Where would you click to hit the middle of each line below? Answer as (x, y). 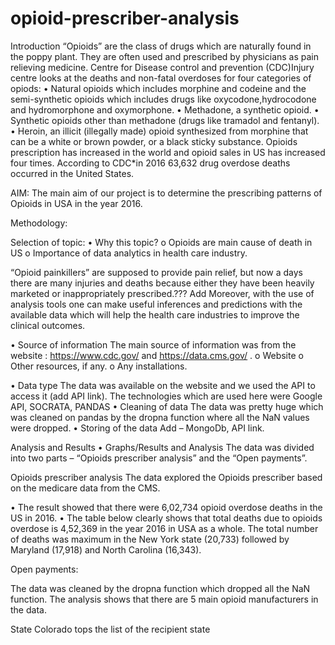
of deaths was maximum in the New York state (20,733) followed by (150, 539)
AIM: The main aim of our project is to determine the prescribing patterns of (166, 193)
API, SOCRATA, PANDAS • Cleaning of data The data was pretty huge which (167, 406)
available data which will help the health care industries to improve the (155, 314)
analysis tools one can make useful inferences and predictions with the (156, 304)
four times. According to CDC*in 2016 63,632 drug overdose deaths (150, 163)
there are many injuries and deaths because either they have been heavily (162, 283)
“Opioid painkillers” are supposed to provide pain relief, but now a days (156, 272)
